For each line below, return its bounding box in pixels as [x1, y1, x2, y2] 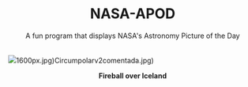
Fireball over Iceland [98, 70, 167, 80]
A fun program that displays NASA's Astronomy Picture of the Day [25, 31, 240, 40]
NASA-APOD [89, 5, 176, 23]
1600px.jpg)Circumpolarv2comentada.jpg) [16, 55, 154, 65]
